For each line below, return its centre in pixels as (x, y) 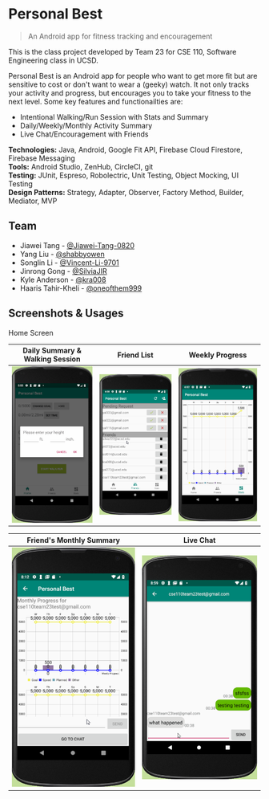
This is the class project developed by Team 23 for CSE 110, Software (122, 51)
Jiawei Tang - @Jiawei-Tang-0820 (77, 245)
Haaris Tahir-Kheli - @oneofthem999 (81, 288)
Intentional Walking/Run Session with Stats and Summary (114, 116)
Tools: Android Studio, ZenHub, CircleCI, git (81, 166)
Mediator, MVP (33, 201)
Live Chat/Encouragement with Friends (84, 134)
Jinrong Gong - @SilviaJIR (63, 271)
